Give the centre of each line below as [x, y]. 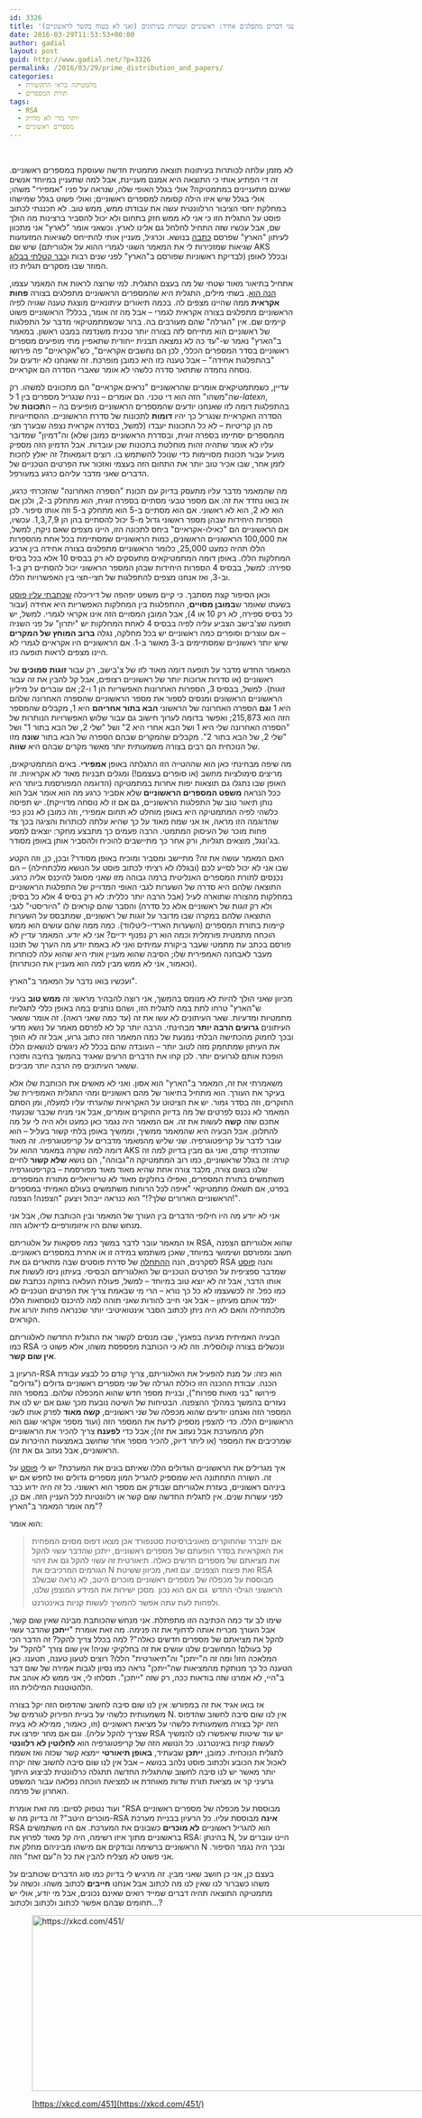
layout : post [34, 51]
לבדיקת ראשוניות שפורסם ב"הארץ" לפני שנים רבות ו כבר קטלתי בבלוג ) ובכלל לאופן [149, 256]
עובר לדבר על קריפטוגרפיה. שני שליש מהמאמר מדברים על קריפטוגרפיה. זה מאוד [146, 1141]
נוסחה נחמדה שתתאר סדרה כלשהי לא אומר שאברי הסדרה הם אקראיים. [131, 370]
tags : [19, 102]
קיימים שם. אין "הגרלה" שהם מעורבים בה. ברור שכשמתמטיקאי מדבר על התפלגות [148, 322]
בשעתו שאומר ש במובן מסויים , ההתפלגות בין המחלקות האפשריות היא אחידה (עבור [150, 604]
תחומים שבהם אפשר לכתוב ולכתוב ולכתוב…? [86, 1902]
